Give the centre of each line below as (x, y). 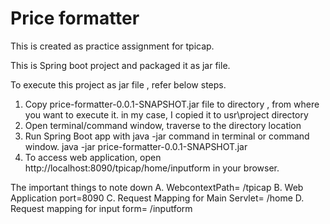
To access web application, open (93, 157)
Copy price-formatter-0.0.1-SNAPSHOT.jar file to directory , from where (172, 104)
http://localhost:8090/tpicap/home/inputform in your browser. (152, 168)
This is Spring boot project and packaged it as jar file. (120, 65)
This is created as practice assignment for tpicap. (112, 46)
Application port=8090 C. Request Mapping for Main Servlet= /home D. (157, 198)
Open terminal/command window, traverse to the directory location (163, 125)
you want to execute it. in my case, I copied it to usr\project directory (166, 114)
